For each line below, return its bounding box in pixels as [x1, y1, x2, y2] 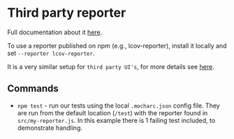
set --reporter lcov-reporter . [7, 49, 95, 57]
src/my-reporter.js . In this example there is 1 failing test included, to [17, 116, 216, 124]
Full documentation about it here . [7, 28, 103, 36]
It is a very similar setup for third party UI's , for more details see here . [7, 62, 214, 71]
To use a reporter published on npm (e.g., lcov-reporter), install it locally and [7, 41, 227, 50]
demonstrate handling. [17, 124, 82, 132]
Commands [7, 82, 59, 95]
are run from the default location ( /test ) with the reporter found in [17, 108, 208, 117]
